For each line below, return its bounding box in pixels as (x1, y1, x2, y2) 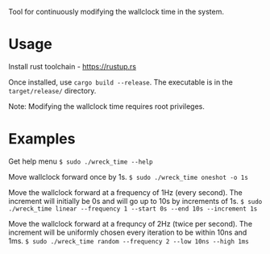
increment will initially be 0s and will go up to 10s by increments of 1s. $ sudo (8, 196, 263, 206)
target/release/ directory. (8, 85, 97, 95)
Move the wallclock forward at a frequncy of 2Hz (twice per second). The (8, 219, 252, 228)
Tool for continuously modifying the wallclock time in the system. (8, 7, 224, 16)
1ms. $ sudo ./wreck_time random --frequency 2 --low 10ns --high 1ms (8, 235, 250, 245)
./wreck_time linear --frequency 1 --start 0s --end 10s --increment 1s (8, 205, 258, 213)
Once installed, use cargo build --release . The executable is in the (8, 77, 234, 87)
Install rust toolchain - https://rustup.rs (8, 61, 137, 71)
